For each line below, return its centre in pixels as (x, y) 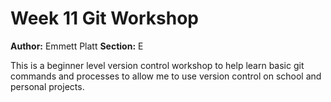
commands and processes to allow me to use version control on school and (166, 76)
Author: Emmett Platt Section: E (77, 46)
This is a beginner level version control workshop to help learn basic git (157, 65)
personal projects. (47, 86)
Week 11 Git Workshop (104, 18)
